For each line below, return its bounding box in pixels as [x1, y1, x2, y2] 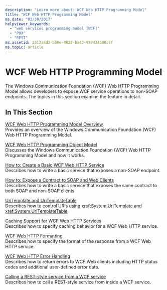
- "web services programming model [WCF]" [10, 26, 100, 31]
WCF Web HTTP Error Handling [5, 253, 70, 259]
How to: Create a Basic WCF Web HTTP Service [5, 162, 104, 168]
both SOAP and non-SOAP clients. [5, 188, 76, 194]
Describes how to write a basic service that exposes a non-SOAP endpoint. [5, 168, 161, 174]
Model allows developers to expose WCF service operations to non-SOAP [5, 88, 158, 94]
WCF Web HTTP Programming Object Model [5, 141, 97, 148]
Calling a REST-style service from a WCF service [5, 274, 106, 280]
